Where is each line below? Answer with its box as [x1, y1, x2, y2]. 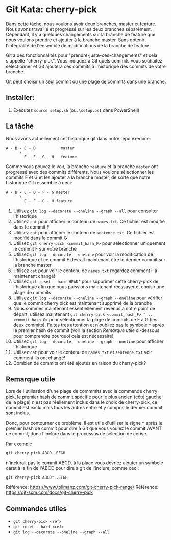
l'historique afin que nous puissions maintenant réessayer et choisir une [13, 283, 165, 290]
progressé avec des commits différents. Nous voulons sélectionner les [6, 169, 154, 175]
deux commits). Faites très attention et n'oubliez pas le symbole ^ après [13, 322, 164, 328]
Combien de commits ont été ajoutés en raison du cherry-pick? [13, 360, 146, 366]
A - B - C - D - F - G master [6, 190, 70, 195]
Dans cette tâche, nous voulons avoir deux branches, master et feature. [6, 20, 157, 27]
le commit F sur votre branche [13, 245, 77, 252]
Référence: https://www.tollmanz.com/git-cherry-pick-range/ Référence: [6, 484, 159, 490]
